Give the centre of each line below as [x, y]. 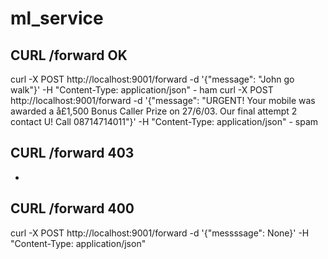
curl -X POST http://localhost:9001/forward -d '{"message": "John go [152, 79]
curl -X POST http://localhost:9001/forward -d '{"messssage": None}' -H [160, 233]
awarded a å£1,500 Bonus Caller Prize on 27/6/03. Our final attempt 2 [154, 111]
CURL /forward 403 [72, 153]
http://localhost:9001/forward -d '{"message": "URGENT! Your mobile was [163, 100]
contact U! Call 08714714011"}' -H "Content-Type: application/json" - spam [164, 121]
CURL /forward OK [69, 55]
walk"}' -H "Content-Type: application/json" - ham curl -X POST [142, 90]
